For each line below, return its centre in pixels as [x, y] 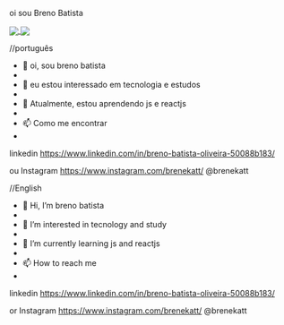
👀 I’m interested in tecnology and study [95, 225]
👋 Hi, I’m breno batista [63, 206]
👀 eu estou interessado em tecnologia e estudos [111, 85]
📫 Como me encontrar [65, 124]
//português [31, 48]
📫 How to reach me [59, 263]
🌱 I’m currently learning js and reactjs [91, 244]
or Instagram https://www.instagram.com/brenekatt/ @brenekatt [128, 311]
